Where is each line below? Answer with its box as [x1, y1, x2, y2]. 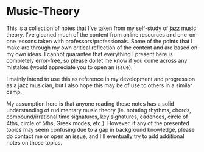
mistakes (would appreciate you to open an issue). [6, 63, 133, 71]
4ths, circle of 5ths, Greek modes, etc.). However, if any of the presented [6, 119, 190, 126]
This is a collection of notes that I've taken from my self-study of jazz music [6, 24, 197, 32]
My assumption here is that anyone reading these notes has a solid [6, 100, 175, 107]
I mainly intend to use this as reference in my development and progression [6, 75, 195, 82]
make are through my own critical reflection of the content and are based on [6, 44, 198, 51]
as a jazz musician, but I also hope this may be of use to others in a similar [6, 81, 193, 89]
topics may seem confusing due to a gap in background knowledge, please [6, 126, 195, 133]
